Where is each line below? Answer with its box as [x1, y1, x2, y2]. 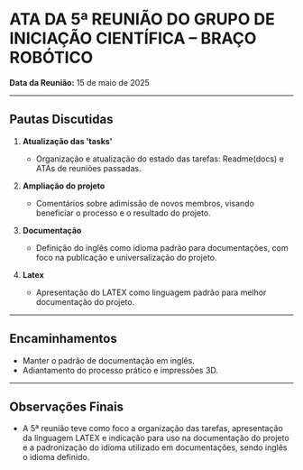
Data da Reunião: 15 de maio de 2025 [9, 77, 151, 88]
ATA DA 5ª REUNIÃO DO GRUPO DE [9, 9, 275, 30]
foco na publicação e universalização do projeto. [35, 252, 218, 263]
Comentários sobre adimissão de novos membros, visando [35, 198, 255, 208]
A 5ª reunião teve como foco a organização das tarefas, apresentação [22, 423, 284, 434]
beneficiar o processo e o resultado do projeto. [35, 207, 212, 218]
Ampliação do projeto [22, 180, 106, 191]
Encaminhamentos [9, 331, 117, 346]
